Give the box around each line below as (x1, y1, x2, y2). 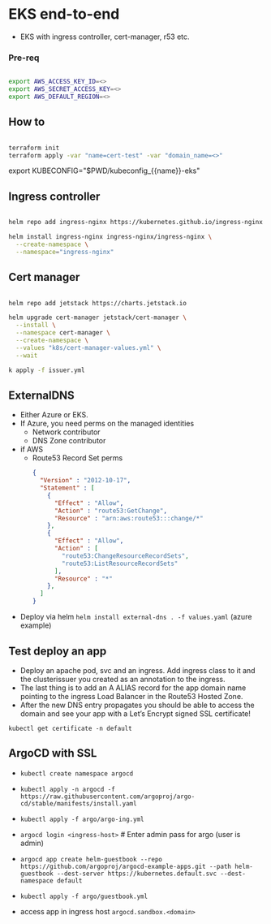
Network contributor (32, 427, 101, 437)
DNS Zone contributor (32, 436, 106, 446)
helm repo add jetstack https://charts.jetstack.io (8, 299, 187, 307)
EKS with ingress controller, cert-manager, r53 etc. (19, 32, 190, 41)
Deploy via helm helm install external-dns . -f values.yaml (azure (19, 612, 252, 622)
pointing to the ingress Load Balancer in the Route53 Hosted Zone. (19, 691, 243, 701)
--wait (15, 351, 38, 360)
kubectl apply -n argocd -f (19, 785, 115, 793)
